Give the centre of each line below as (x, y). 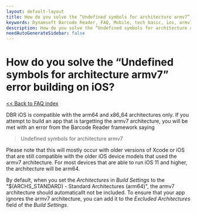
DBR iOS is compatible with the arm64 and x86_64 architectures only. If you (98, 115)
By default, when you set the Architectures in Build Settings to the (86, 180)
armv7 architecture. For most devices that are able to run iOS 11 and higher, (97, 162)
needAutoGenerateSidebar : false (45, 33)
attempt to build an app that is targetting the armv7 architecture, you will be (97, 121)
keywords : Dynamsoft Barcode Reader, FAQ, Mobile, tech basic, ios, (91, 22)
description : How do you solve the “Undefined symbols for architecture (97, 28)
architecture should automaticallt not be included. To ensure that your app (96, 193)
